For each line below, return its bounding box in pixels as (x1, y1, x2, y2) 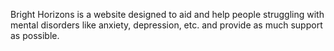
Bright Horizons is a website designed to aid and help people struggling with (10, 9, 325, 20)
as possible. (10, 30, 60, 41)
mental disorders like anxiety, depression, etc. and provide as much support (10, 19, 323, 31)
